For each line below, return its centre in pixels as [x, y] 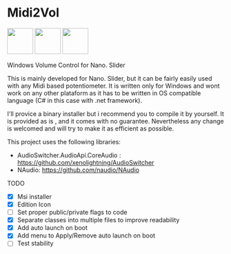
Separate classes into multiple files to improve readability [98, 220]
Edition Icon [34, 204]
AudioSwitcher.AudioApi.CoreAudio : [69, 155]
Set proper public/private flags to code [72, 213]
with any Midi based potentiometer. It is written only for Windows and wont [113, 86]
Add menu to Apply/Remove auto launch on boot [86, 235]
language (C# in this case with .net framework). [75, 100]
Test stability [35, 244]
